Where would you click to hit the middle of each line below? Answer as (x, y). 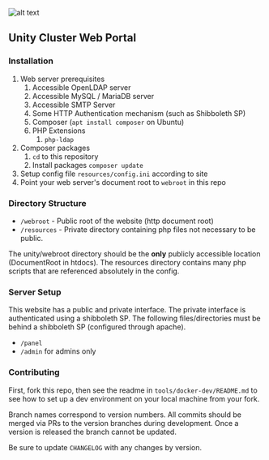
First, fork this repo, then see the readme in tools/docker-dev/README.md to (133, 390)
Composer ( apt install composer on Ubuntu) (108, 122)
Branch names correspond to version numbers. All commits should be (125, 415)
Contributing (34, 372)
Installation (31, 61)
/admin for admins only (58, 351)
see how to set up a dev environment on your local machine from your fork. (134, 398)
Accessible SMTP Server (74, 105)
